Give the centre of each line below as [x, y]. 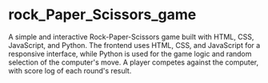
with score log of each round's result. [70, 70]
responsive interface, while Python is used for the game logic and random [130, 53]
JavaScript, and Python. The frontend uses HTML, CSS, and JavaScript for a [134, 45]
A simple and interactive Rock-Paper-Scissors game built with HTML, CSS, [131, 37]
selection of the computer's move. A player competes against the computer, [134, 62]
